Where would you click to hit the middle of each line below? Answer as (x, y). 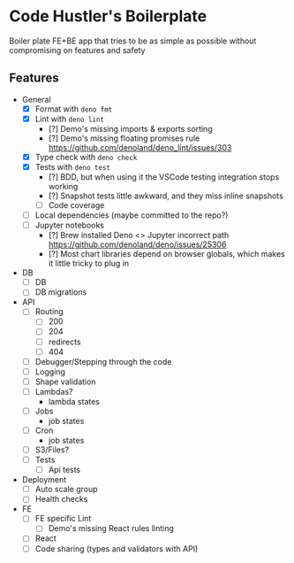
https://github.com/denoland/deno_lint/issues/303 (140, 147)
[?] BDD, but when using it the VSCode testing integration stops (164, 177)
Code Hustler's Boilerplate (108, 16)
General (36, 99)
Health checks (61, 499)
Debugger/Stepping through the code (103, 361)
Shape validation (65, 382)
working (63, 186)
